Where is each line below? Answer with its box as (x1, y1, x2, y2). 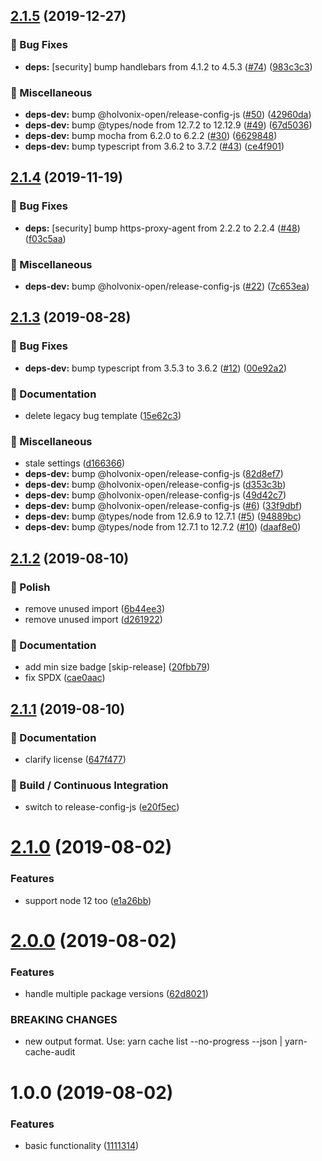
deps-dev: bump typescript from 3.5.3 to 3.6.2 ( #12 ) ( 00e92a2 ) (24, 362, 288, 374)
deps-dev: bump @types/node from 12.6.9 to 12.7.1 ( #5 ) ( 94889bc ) (24, 510, 302, 523)
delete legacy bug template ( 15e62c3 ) (24, 409, 182, 421)
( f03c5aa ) (24, 232, 67, 244)
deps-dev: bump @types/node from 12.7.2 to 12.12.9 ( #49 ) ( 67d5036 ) (24, 119, 313, 131)
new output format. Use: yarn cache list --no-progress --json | (24, 1035, 283, 1048)
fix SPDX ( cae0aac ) (24, 672, 106, 684)
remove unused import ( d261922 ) (24, 613, 163, 625)
